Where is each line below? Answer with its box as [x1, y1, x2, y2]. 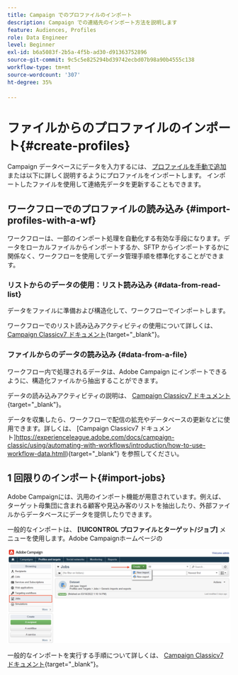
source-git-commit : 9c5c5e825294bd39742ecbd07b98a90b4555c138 [7, 57, 195, 64]
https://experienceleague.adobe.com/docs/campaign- [16, 433, 175, 441]
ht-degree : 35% [7, 79, 52, 86]
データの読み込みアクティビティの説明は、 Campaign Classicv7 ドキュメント [7, 391, 231, 400]
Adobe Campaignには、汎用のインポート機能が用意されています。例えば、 [7, 492, 225, 501]
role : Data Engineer [7, 34, 69, 41]
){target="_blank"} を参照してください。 [66, 449, 183, 457]
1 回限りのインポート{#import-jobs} [7, 472, 166, 484]
